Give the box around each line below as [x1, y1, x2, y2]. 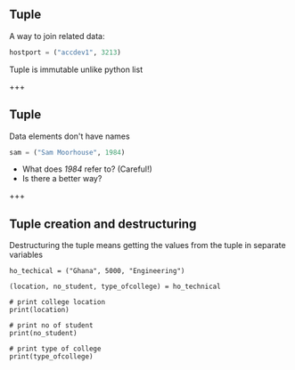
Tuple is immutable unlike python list [9, 64, 143, 75]
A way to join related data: [9, 30, 105, 41]
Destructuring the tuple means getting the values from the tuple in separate [9, 240, 287, 251]
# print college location [9, 298, 105, 307]
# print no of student [9, 321, 94, 330]
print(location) [9, 306, 70, 315]
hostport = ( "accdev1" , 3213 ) [9, 48, 122, 57]
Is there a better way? [21, 173, 102, 184]
